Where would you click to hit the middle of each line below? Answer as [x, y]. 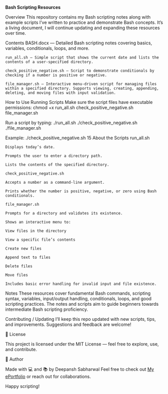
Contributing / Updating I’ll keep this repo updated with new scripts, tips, [81, 319]
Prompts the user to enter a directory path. [54, 156]
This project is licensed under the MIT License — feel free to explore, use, [82, 344]
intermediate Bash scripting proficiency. [47, 309]
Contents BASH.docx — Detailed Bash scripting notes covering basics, [79, 43]
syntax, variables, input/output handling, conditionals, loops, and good [78, 299]
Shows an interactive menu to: [38, 222]
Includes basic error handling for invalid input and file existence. [81, 284]
